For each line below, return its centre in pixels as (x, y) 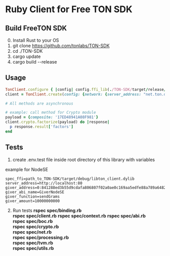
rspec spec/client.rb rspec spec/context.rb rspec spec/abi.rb (79, 216)
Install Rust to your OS (36, 40)
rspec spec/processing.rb (41, 237)
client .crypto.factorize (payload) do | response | (57, 122)
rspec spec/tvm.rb (33, 243)
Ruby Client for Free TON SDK (69, 9)
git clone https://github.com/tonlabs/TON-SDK (61, 46)
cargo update (27, 56)
